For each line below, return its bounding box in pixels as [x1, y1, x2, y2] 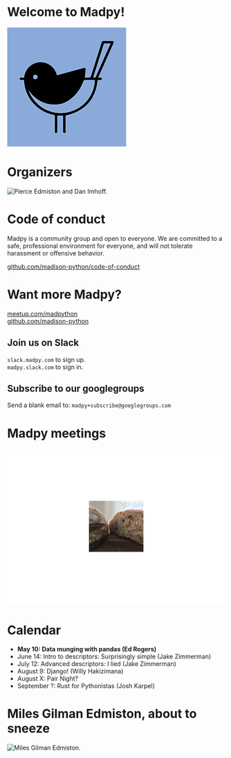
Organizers [7, 164, 73, 180]
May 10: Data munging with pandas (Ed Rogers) [17, 645, 157, 653]
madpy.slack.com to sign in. [7, 363, 84, 371]
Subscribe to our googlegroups [7, 382, 145, 395]
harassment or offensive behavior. [7, 249, 105, 257]
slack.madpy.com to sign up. [7, 355, 86, 363]
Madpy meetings [7, 425, 107, 441]
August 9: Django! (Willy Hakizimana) [17, 667, 124, 676]
